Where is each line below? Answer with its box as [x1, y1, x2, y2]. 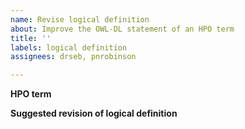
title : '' [10, 33, 52, 43]
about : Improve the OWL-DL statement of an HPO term [10, 24, 235, 34]
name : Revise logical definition [10, 14, 150, 25]
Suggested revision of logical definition [10, 107, 178, 120]
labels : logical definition [10, 42, 128, 53]
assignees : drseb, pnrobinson [10, 52, 137, 62]
